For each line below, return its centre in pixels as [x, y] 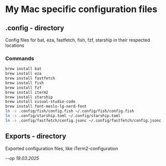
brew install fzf [23, 88]
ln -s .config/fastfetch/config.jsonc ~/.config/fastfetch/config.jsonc [83, 120]
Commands [20, 58]
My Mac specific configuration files [81, 9]
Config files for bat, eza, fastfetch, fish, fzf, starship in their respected [78, 40]
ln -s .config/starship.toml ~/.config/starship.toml [63, 116]
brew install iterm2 [27, 92]
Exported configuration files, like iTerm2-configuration [62, 148]
